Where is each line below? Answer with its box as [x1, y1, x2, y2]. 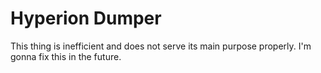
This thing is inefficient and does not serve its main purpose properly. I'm [10, 40, 312, 52]
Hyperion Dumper [10, 7, 162, 30]
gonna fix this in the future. [10, 50, 122, 62]
